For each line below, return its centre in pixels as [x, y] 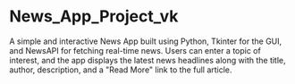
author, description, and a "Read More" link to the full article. [121, 70]
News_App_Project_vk [94, 17]
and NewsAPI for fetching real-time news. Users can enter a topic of [135, 50]
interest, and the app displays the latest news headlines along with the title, [147, 60]
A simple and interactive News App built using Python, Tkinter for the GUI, [146, 41]
